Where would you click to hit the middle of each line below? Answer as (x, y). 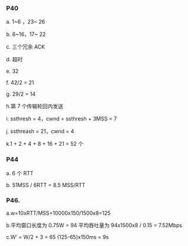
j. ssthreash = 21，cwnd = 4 (40, 132)
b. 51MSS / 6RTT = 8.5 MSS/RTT (46, 185)
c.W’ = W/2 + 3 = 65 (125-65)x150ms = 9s (58, 237)
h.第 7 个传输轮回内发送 (35, 106)
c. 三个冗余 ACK (26, 47)
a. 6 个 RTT (20, 173)
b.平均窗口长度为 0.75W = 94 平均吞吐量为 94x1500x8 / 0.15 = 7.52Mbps (94, 225)
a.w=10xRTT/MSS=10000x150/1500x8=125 (59, 213)
